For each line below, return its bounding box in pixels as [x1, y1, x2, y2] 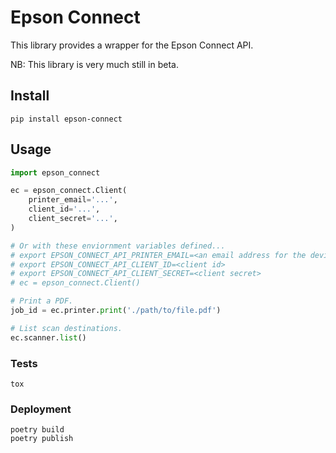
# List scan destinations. [10, 323, 123, 333]
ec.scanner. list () [10, 332, 87, 343]
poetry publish [10, 434, 74, 444]
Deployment [10, 402, 72, 416]
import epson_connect [10, 167, 101, 178]
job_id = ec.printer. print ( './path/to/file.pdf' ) [10, 306, 222, 316]
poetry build [10, 425, 65, 435]
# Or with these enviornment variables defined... [10, 241, 226, 251]
